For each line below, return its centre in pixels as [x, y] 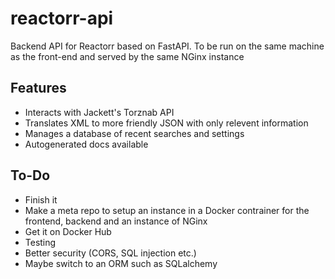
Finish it [41, 199]
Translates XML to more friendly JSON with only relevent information [166, 123]
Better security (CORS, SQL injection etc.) [110, 253]
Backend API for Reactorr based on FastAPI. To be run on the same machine [167, 46]
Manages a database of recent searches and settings [134, 133]
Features [38, 88]
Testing [40, 242]
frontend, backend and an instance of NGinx [116, 221]
